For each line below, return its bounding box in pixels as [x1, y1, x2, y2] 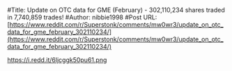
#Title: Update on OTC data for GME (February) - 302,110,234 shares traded [7, 6, 225, 14]
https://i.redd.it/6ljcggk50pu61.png [7, 56, 107, 64]
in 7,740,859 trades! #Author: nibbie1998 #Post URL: [7, 13, 157, 21]
